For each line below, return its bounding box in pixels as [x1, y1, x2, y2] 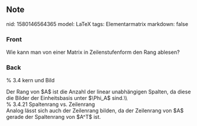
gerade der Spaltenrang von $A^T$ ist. [6, 114, 101, 121]
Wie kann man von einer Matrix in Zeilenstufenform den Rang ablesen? [6, 49, 180, 56]
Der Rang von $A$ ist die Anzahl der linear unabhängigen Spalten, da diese [6, 88, 192, 95]
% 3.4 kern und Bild [6, 77, 55, 84]
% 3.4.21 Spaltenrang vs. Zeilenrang [6, 101, 95, 108]
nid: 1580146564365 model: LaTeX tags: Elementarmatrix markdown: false [6, 20, 189, 27]
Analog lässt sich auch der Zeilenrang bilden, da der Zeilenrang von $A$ [6, 107, 184, 114]
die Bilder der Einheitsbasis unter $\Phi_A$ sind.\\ [6, 95, 128, 102]
